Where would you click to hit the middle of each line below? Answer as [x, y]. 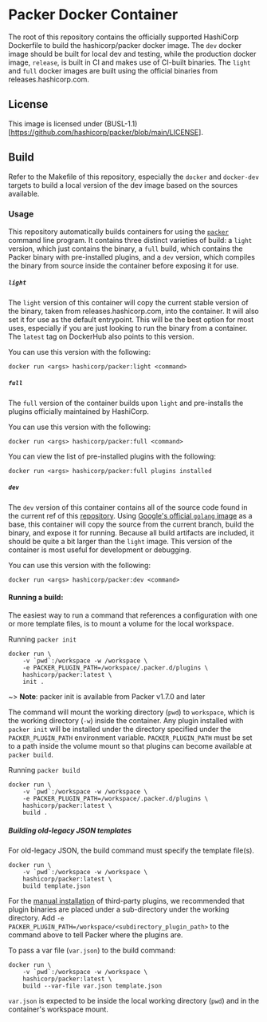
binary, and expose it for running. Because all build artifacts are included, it [132, 532]
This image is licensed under [55, 123]
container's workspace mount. [59, 1009]
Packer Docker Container [93, 15]
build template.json [57, 886]
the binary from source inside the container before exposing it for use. [124, 265]
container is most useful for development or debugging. [100, 550]
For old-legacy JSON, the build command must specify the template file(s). [132, 850]
